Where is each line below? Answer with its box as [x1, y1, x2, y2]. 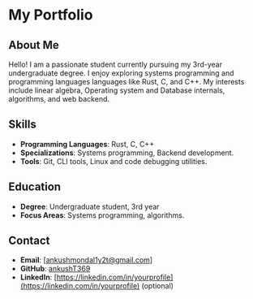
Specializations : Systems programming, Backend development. [19, 148, 234, 158]
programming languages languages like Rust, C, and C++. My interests [8, 77, 245, 86]
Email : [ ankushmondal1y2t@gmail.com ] [19, 255, 152, 265]
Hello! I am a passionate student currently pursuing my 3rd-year [8, 59, 223, 69]
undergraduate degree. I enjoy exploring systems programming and [8, 68, 234, 78]
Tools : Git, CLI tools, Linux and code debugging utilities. [19, 156, 208, 166]
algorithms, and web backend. [8, 94, 110, 103]
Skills [8, 118, 36, 132]
